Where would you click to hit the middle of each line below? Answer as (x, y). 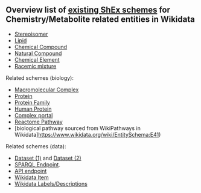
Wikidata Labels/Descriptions (51, 183)
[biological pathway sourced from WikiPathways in (78, 128)
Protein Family (32, 102)
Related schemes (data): (36, 146)
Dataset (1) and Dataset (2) (48, 158)
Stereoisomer (31, 34)
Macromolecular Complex (46, 90)
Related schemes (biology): (40, 77)
